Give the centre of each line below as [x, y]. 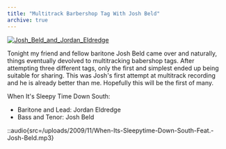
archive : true [28, 20]
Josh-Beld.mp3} [31, 138]
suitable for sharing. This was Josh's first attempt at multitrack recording [111, 75]
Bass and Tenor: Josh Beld [56, 117]
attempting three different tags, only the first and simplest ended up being [113, 68]
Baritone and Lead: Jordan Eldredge [69, 109]
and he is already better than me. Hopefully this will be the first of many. [111, 82]
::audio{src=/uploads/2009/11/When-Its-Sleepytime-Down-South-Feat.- [111, 130]
